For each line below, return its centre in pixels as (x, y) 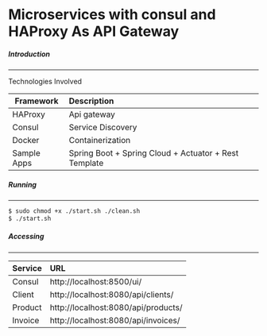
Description (91, 101)
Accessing (26, 237)
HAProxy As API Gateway (94, 31)
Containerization (100, 141)
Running (23, 184)
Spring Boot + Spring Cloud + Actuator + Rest (154, 153)
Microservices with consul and (112, 15)
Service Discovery (103, 127)
